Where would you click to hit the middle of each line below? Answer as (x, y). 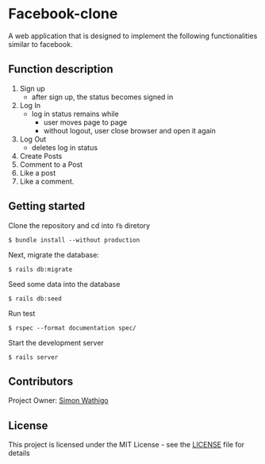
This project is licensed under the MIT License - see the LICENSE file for (126, 445)
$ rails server (33, 357)
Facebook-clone (63, 14)
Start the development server (56, 342)
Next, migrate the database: (54, 254)
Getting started (47, 206)
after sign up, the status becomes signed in (102, 97)
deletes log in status (64, 147)
